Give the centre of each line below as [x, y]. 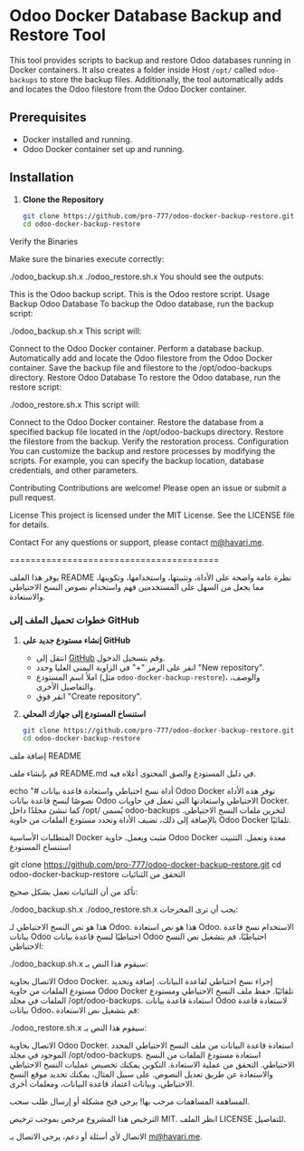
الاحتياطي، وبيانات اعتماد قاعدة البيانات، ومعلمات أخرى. [102, 1084]
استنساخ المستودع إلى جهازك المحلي [84, 713]
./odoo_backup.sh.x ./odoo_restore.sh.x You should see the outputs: [137, 276]
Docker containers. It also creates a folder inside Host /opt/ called [133, 70]
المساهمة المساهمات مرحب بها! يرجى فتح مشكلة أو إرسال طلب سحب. [130, 1101]
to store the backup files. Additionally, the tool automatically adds [162, 79]
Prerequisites [48, 117]
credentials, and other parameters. [74, 470]
